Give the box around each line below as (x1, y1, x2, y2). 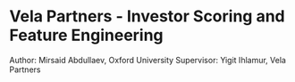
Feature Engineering (9, 25, 164, 45)
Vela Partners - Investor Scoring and (9, 6, 285, 27)
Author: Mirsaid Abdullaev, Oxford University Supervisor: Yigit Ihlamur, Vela (9, 54, 286, 65)
